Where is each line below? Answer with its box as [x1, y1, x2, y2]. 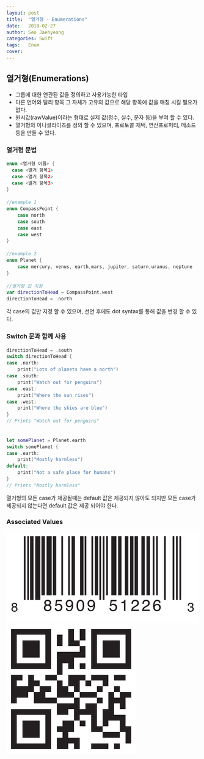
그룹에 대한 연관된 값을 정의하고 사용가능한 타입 [15, 90, 128, 98]
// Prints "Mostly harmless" [6, 482, 81, 488]
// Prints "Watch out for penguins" [6, 418, 100, 424]
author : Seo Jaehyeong [6, 29, 64, 35]
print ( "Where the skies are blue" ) [17, 405, 108, 412]
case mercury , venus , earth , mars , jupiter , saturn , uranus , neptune [17, 263, 192, 270]
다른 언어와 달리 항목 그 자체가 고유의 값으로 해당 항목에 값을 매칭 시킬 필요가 [15, 98, 198, 106]
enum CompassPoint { [6, 206, 59, 212]
